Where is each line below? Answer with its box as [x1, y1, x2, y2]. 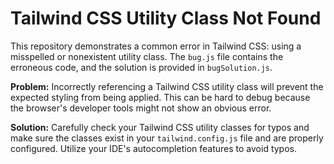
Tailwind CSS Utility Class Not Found [10, 7, 322, 30]
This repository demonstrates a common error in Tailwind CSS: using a [10, 40, 302, 52]
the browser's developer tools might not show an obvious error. [10, 102, 272, 114]
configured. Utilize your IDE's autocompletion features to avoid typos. [10, 142, 298, 154]
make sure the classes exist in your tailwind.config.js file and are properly [10, 132, 324, 144]
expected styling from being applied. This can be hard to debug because [10, 91, 311, 103]
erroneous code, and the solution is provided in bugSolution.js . [10, 61, 273, 73]
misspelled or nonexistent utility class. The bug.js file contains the [10, 50, 284, 62]
